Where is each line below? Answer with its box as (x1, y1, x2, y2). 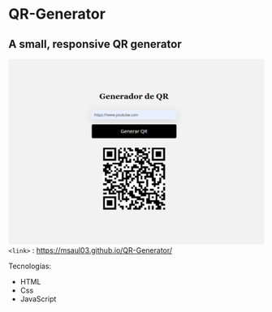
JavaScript (19, 293, 57, 304)
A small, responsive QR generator (8, 37, 182, 51)
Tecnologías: (8, 261, 51, 271)
